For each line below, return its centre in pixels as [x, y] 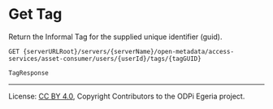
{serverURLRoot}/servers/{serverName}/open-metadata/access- [128, 51]
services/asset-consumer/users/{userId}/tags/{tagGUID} [105, 59]
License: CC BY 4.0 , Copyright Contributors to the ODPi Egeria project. [127, 96]
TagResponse [28, 73]
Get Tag [35, 14]
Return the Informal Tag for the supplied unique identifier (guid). [115, 37]
